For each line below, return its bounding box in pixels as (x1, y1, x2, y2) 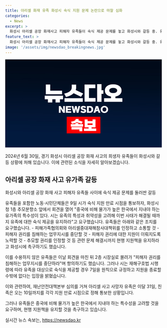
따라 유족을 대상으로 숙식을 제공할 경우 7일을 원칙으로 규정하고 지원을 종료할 (14, 267, 162, 273)
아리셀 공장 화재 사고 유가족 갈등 (5, 175, 97, 184)
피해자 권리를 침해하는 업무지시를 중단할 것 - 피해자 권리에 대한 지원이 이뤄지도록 (5, 231, 161, 237)
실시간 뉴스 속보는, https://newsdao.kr (5, 317, 81, 323)
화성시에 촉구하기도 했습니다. (10, 244, 67, 250)
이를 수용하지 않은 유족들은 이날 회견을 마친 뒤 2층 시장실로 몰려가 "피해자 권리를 (5, 254, 161, 260)
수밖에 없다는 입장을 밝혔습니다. (5, 273, 67, 279)
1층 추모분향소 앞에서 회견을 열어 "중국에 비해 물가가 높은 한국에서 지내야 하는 (10, 207, 160, 213)
